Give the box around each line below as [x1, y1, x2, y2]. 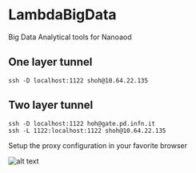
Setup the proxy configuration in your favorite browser [8, 140, 188, 150]
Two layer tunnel [8, 99, 94, 112]
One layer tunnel [8, 55, 93, 69]
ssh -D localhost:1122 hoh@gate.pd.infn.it [8, 119, 156, 127]
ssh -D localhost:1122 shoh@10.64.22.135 [8, 76, 149, 85]
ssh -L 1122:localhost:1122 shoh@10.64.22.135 [8, 127, 166, 135]
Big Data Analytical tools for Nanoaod [8, 32, 132, 42]
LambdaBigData [8, 6, 118, 24]
